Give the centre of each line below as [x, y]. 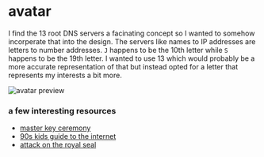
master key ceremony [55, 128]
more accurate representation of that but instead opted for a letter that [123, 66]
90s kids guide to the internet [68, 136]
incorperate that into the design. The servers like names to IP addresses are [132, 41]
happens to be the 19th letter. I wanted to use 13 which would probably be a [132, 58]
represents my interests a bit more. [65, 75]
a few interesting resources [62, 110]
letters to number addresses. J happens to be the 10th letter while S [118, 50]
